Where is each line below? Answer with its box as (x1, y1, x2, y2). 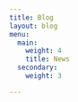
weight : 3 (25, 72, 63, 81)
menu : (9, 30, 30, 38)
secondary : (17, 64, 58, 72)
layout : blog (9, 21, 58, 30)
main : (17, 38, 39, 47)
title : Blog (9, 13, 54, 22)
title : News (25, 55, 70, 64)
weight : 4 (25, 47, 63, 55)
